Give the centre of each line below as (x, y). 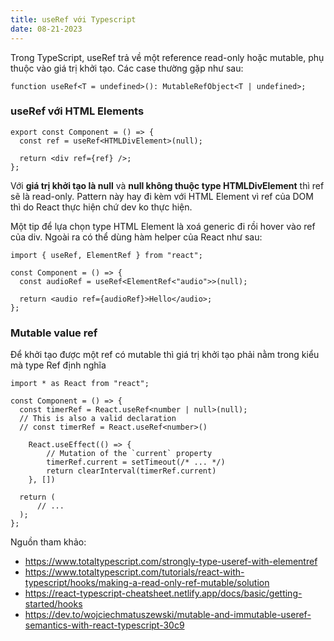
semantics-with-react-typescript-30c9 (104, 625)
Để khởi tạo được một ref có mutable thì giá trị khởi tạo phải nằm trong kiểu (165, 355)
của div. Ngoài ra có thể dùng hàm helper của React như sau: (136, 237)
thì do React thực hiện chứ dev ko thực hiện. (101, 207)
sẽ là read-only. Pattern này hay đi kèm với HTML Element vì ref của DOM (162, 196)
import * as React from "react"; (80, 384)
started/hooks (53, 604)
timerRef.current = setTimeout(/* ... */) (136, 462)
